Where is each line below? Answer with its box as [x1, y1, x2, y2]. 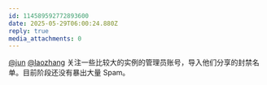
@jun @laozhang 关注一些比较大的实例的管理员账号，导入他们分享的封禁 [8, 57, 253, 67]
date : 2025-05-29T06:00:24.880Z [8, 19, 118, 28]
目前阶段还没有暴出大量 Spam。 [22, 68, 130, 78]
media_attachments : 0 [8, 34, 82, 43]
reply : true [8, 27, 49, 35]
